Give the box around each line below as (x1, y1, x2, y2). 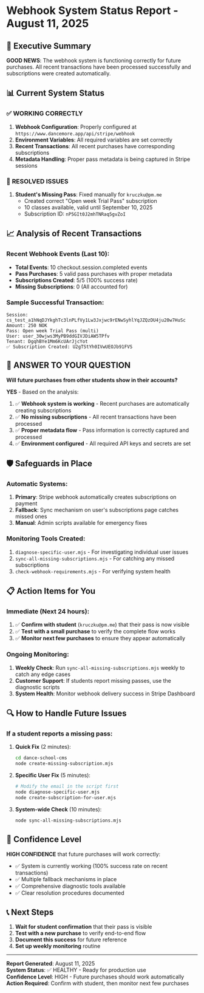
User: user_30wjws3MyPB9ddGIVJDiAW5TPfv (6, 333, 110, 339)
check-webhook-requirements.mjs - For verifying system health (15, 567, 171, 575)
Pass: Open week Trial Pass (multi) (6, 327, 99, 334)
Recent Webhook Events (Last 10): (6, 250, 110, 258)
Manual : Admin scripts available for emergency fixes (15, 519, 148, 527)
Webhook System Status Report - (6, 4, 178, 18)
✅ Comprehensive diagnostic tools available (15, 882, 126, 890)
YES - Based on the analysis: (6, 388, 79, 395)
